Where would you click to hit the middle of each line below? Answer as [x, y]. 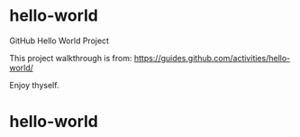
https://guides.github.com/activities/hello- [212, 58]
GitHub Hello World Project [59, 41]
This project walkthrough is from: [71, 58]
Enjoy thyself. [34, 85]
